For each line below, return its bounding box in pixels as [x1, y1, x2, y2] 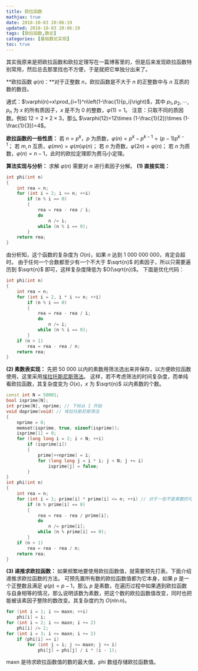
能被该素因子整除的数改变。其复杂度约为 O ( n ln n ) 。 [6, 597, 130, 604]
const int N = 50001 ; [6, 392, 60, 398]
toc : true [6, 42, 31, 48]
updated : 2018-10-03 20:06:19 [6, 25, 81, 31]
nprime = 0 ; [16, 419, 46, 426]
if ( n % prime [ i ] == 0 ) [27, 501, 85, 507]
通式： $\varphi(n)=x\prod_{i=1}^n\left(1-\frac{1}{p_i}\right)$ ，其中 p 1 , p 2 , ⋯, [6, 98, 190, 107]
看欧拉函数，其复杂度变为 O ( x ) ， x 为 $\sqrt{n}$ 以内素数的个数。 [6, 380, 165, 387]
